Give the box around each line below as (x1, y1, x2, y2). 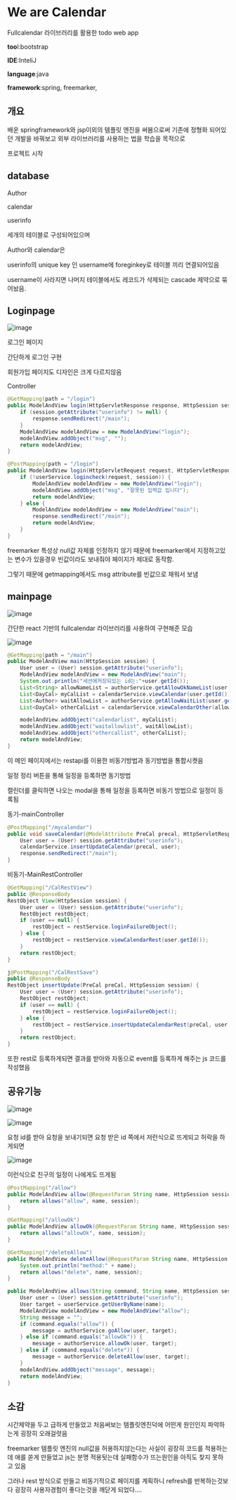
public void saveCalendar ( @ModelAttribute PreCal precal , (7, 831, 181, 838)
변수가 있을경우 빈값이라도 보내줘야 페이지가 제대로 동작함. (14, 555, 174, 563)
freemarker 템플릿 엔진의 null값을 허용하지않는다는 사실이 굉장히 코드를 (7, 1444, 204, 1453)
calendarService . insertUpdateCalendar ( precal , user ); (20, 843, 181, 851)
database (7, 170, 50, 182)
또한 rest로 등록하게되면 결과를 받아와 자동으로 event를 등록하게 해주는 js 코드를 (7, 1054, 227, 1063)
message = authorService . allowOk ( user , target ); (32, 1340, 178, 1347)
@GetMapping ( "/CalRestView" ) (7, 884, 93, 892)
